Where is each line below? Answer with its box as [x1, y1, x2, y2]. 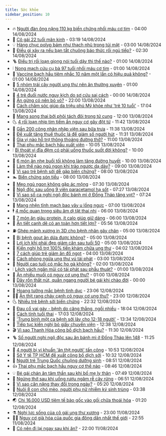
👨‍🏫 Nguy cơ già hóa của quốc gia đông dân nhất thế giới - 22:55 [12, 415, 144, 421]
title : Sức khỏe [5, 7, 39, 12]
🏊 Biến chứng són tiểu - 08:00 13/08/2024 [12, 174, 101, 180]
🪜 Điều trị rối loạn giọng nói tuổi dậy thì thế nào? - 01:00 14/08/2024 [12, 58, 153, 64]
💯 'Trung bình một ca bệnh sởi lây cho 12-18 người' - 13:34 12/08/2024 [12, 316, 157, 322]
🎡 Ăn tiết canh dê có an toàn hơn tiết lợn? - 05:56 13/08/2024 [12, 220, 138, 226]
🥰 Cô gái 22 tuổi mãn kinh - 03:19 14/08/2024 [12, 36, 106, 42]
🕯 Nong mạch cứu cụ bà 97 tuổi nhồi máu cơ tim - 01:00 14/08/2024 [12, 65, 150, 71]
